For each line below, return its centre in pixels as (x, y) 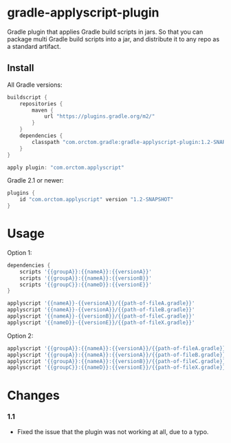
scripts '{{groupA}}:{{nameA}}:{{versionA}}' (86, 271)
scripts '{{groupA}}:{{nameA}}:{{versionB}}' (86, 278)
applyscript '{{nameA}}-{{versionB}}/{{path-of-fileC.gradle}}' (101, 316)
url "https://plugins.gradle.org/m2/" (99, 116)
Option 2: (20, 336)
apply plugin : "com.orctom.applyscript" (66, 167)
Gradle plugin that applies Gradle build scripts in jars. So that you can (105, 32)
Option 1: (20, 252)
